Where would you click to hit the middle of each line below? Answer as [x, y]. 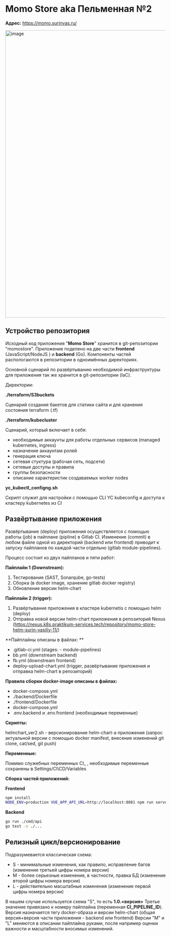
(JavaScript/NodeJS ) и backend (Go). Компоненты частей [68, 354]
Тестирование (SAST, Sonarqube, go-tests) [59, 577]
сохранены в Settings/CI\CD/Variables [46, 768]
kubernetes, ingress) [34, 445]
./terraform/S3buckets [30, 394]
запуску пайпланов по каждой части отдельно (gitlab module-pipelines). [83, 548]
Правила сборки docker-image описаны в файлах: [61, 681]
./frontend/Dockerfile [35, 702]
